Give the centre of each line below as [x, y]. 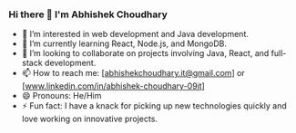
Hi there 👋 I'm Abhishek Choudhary [88, 14]
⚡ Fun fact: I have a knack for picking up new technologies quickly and [154, 106]
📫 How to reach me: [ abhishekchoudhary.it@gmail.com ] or [133, 73]
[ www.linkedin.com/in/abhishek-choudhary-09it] [113, 86]
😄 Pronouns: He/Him [61, 96]
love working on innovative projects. [90, 119]
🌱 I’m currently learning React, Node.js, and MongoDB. [124, 43]
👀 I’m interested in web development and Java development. [135, 34]
